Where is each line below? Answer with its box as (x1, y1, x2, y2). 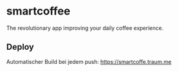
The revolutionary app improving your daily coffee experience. (6, 24, 164, 32)
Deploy (6, 42, 34, 52)
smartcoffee (6, 4, 70, 18)
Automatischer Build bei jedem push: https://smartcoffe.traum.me (6, 58, 172, 65)
